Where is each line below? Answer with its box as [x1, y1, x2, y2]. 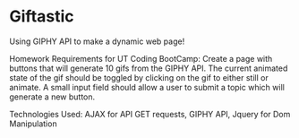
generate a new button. [9, 91, 96, 102]
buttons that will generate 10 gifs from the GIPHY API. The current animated [9, 63, 288, 73]
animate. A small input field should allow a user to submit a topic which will [9, 82, 285, 92]
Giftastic [9, 6, 74, 27]
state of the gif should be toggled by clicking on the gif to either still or [9, 72, 269, 82]
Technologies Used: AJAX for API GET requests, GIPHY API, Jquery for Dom [9, 108, 291, 119]
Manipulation [9, 118, 57, 129]
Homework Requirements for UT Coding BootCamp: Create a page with [9, 53, 273, 64]
